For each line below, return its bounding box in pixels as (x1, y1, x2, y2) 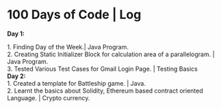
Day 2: (7, 72, 26, 80)
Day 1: (7, 29, 25, 38)
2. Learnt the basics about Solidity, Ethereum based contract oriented (7, 86, 203, 95)
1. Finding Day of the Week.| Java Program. (7, 43, 129, 51)
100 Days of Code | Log (7, 7, 142, 23)
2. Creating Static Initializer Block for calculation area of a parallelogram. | (7, 50, 215, 58)
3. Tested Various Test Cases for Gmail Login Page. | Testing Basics (7, 64, 198, 73)
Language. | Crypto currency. (7, 93, 90, 102)
